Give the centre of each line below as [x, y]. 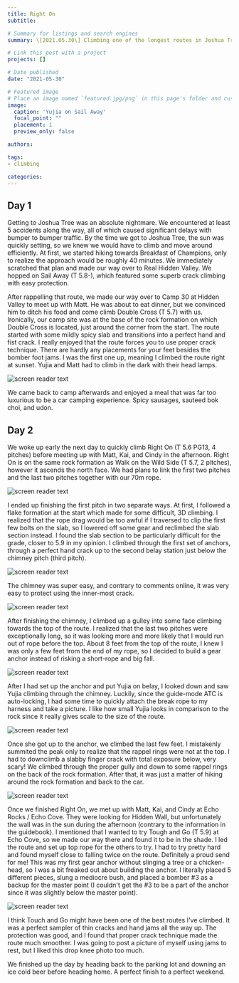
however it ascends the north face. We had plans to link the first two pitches [119, 470]
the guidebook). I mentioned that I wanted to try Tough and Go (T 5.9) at [113, 832]
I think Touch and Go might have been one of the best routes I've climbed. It [118, 920]
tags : [15, 157]
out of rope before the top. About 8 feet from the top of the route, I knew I [115, 643]
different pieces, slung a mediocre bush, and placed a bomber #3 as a [110, 877]
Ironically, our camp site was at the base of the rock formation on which [112, 320]
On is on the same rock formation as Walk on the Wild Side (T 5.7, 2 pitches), [119, 462]
